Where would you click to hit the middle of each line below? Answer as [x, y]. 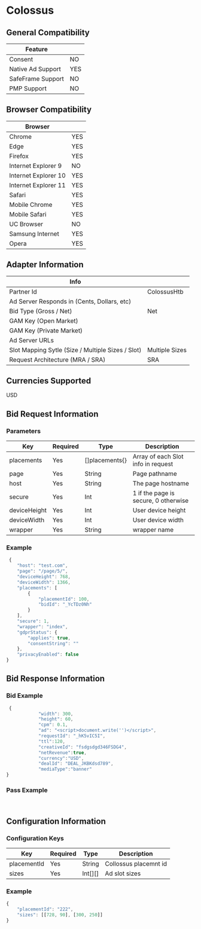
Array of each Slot [158, 457]
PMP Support [28, 88]
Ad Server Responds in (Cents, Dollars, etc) [70, 301]
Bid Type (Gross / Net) [41, 311]
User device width [158, 520]
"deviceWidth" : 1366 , [44, 582]
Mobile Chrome [31, 204]
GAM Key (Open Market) [44, 320]
